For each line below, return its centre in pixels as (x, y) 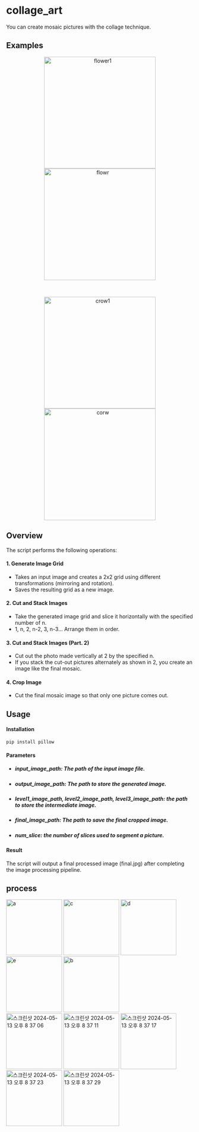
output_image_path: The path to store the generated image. (91, 784)
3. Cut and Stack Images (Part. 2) (48, 643)
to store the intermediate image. (56, 805)
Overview (25, 536)
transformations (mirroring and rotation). (64, 583)
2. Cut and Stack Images (37, 603)
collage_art (34, 10)
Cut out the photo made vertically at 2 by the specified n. (84, 656)
